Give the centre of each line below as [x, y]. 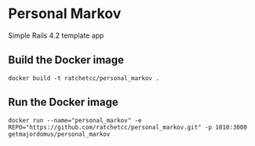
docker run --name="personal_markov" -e [75, 120]
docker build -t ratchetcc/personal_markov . [84, 78]
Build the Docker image [66, 60]
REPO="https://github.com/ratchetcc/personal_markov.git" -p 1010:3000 [127, 127]
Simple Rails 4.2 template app [56, 35]
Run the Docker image [64, 102]
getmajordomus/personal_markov [59, 134]
